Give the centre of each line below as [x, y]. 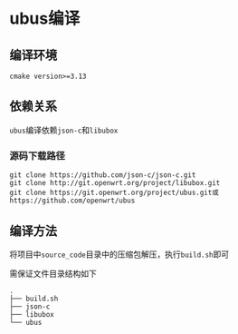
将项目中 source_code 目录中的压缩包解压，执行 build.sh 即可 [119, 254]
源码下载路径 [38, 155]
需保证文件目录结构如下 [53, 273]
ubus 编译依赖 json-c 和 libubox [64, 130]
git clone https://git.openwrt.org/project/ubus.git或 [114, 193]
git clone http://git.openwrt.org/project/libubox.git [115, 183]
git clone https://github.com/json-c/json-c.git [103, 175]
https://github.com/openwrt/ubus [72, 201]
